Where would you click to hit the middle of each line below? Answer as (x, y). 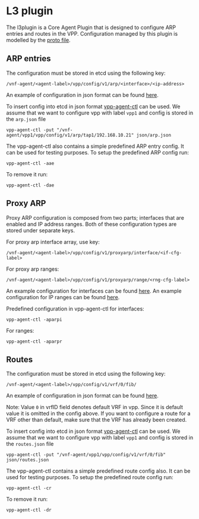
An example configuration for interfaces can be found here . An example (94, 291)
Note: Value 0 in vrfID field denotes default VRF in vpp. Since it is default (94, 407)
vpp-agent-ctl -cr (29, 488)
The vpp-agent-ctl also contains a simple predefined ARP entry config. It (95, 146)
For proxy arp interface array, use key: (53, 242)
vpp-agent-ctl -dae (30, 185)
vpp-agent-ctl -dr (29, 510)
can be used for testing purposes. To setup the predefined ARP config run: (97, 152)
